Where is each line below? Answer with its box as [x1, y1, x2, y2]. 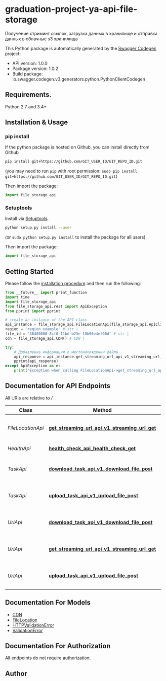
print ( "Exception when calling [14, 368, 79, 373]
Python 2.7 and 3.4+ [5, 103, 47, 110]
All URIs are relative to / [5, 395, 53, 401]
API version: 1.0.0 [12, 60, 48, 66]
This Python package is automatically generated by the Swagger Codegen [5, 45, 157, 51]
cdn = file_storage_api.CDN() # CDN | [5, 336, 85, 341]
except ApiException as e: [5, 364, 61, 369]
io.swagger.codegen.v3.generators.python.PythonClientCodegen [12, 76, 146, 82]
